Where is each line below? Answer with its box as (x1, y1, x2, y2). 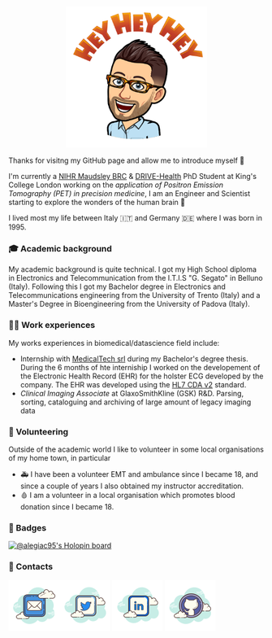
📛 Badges (8, 522, 47, 533)
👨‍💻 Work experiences (8, 320, 96, 331)
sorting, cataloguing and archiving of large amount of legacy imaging (19, 397, 252, 407)
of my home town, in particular (8, 453, 111, 463)
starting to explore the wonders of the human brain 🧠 (8, 198, 185, 208)
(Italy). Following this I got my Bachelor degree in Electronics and (8, 282, 226, 291)
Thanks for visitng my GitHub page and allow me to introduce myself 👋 (8, 155, 245, 165)
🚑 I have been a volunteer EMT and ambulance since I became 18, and (19, 470, 258, 479)
